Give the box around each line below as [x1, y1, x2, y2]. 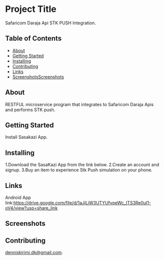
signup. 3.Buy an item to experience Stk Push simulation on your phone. [5, 167, 153, 173]
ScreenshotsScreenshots [12, 73, 64, 80]
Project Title [5, 3, 57, 15]
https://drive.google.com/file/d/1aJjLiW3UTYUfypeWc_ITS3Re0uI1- [13, 200, 152, 205]
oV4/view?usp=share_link [5, 205, 58, 211]
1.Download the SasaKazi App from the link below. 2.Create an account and [5, 162, 160, 168]
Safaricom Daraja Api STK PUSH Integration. [5, 20, 96, 26]
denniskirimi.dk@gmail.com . [5, 250, 63, 256]
